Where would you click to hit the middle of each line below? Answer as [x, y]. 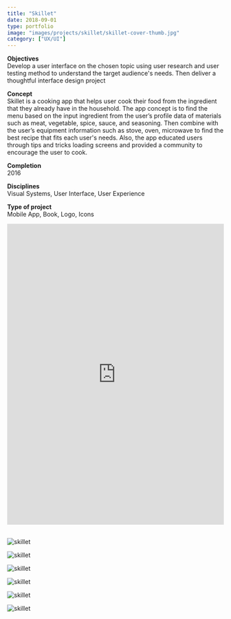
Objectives [23, 58]
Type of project [30, 207]
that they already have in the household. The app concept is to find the [108, 109]
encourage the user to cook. [47, 153]
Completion [24, 166]
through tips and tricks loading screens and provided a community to [105, 145]
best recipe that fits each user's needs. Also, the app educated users [105, 138]
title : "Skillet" [32, 13]
